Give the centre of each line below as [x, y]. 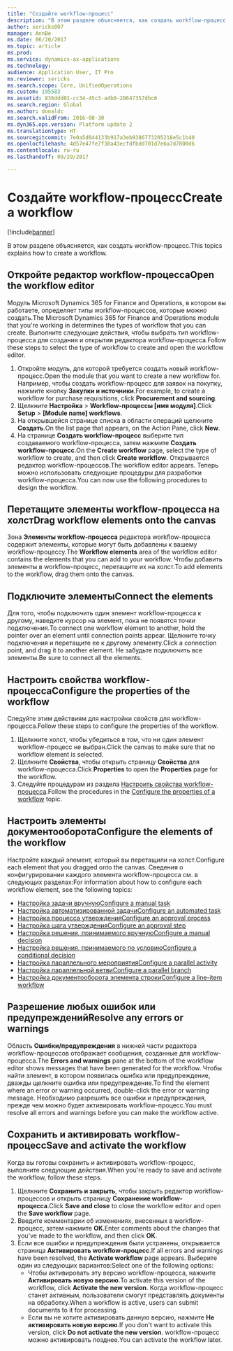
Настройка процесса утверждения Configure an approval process [114, 918]
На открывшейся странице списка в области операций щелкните [115, 420]
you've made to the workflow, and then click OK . [87, 1235]
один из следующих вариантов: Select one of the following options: [115, 1265]
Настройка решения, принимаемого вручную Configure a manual [114, 932]
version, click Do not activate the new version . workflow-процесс [123, 1332]
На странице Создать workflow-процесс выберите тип [100, 435]
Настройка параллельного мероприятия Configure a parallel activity [117, 962]
